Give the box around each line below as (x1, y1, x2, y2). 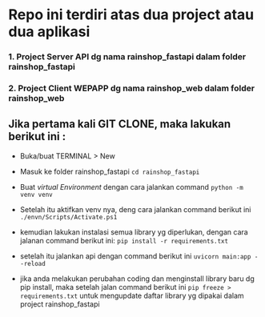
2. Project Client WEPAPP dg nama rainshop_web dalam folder (8, 82, 255, 94)
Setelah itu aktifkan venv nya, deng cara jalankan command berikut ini (19, 204, 251, 214)
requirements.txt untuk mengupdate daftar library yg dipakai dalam (19, 291, 244, 300)
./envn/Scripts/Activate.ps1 (19, 213, 118, 221)
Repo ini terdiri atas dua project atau (8, 6, 255, 24)
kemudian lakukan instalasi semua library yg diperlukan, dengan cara (19, 227, 248, 237)
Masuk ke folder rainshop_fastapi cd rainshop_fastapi (19, 167, 200, 176)
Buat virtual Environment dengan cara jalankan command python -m (19, 182, 244, 191)
